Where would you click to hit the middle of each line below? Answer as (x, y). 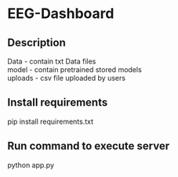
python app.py (31, 164)
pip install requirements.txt (51, 121)
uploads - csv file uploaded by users (67, 78)
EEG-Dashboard (61, 14)
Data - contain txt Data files (52, 61)
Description (36, 43)
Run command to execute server (89, 146)
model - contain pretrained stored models (74, 70)
